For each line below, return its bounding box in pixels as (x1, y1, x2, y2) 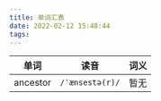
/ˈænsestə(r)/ (59, 78, 121, 88)
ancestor (13, 77, 52, 89)
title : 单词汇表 (9, 13, 65, 22)
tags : (9, 29, 30, 38)
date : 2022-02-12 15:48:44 (9, 21, 111, 30)
